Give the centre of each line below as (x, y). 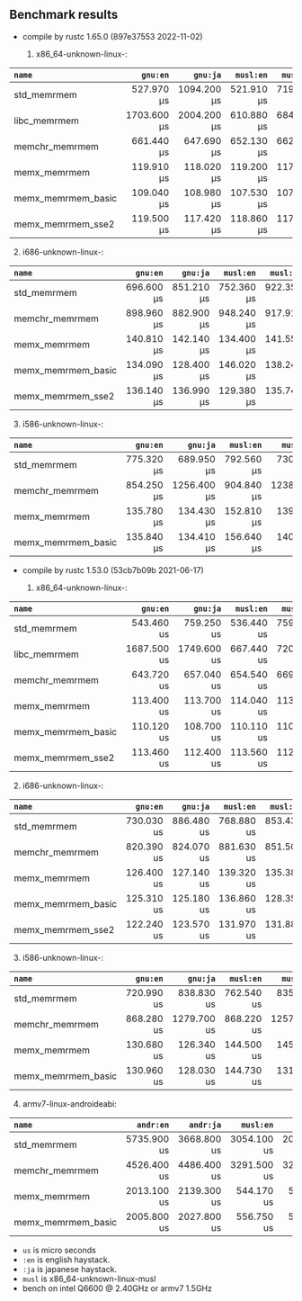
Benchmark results (64, 15)
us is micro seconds (59, 1250)
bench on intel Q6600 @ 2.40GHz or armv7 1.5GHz (117, 1288)
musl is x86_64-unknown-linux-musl (89, 1279)
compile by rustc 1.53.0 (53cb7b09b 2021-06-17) (113, 570)
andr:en (153, 1125)
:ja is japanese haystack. (70, 1269)
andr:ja (205, 1125)
